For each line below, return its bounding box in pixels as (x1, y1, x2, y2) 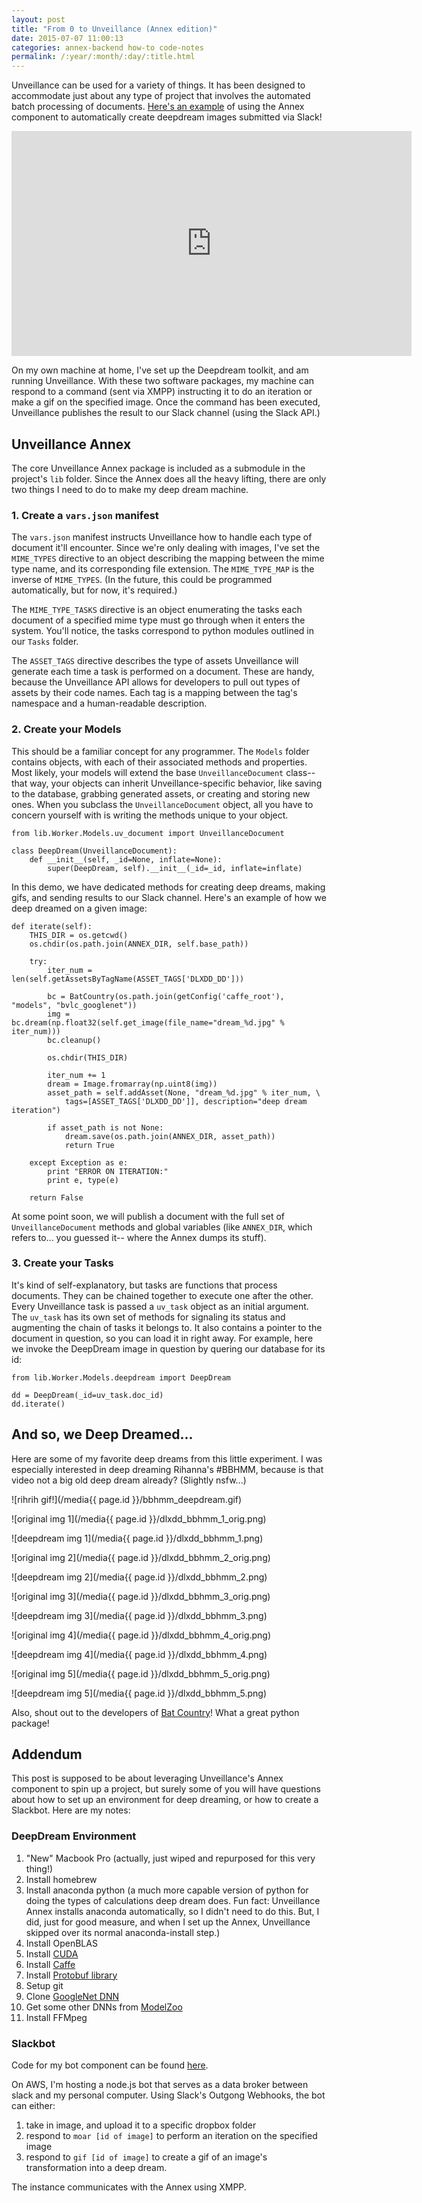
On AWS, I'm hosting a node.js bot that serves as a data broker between (11, 2079, 309, 2091)
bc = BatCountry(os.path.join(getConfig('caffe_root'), (47, 991, 285, 1001)
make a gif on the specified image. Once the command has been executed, (11, 396, 321, 408)
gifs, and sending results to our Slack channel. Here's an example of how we (11, 891, 327, 903)
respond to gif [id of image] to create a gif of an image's (25, 2151, 268, 2163)
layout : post (11, 14, 66, 25)
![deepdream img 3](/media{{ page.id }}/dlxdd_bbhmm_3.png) (11, 1609, 268, 1621)
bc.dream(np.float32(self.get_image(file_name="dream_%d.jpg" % (11, 1017, 285, 1028)
